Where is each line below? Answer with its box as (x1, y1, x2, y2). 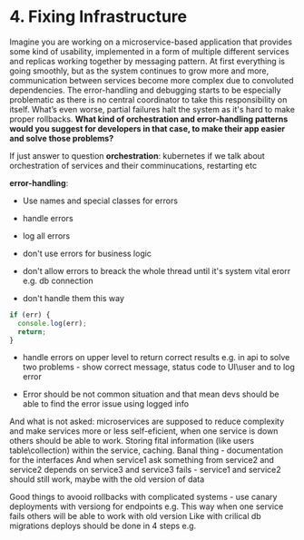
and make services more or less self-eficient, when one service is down (9, 426, 279, 437)
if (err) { (9, 310, 51, 319)
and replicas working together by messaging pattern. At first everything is (9, 55, 286, 66)
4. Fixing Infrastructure (9, 6, 188, 27)
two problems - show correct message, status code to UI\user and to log (22, 361, 295, 373)
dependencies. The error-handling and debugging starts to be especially (9, 84, 281, 95)
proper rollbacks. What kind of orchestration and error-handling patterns (9, 113, 289, 124)
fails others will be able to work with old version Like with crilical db (9, 511, 261, 522)
